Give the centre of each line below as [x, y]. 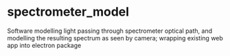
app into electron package [44, 45]
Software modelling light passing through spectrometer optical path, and [110, 31]
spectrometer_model [68, 12]
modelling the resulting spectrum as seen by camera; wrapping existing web [115, 38]
